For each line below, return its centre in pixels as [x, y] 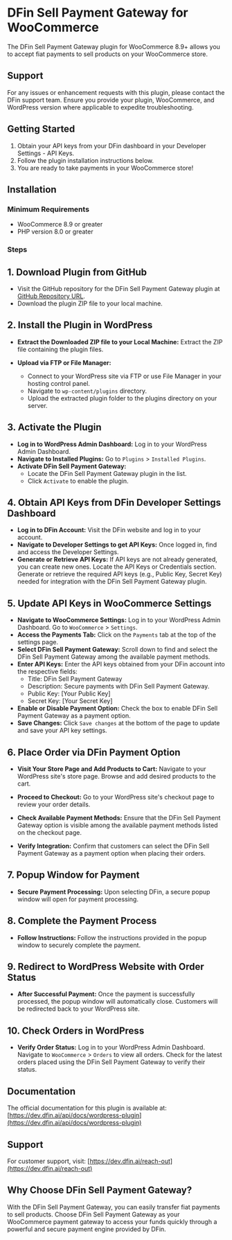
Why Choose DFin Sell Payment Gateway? [100, 1190]
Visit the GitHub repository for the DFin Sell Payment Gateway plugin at [118, 288]
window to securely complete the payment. [79, 945]
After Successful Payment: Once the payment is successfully [106, 994]
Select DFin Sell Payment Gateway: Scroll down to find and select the [117, 650]
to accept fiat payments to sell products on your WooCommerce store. [108, 54]
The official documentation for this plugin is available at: [87, 1108]
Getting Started [41, 129]
